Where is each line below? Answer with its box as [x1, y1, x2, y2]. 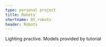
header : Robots [5, 21, 38, 27]
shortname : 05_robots [5, 17, 52, 22]
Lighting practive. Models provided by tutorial [5, 36, 101, 42]
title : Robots [5, 12, 36, 17]
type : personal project [5, 7, 56, 13]
